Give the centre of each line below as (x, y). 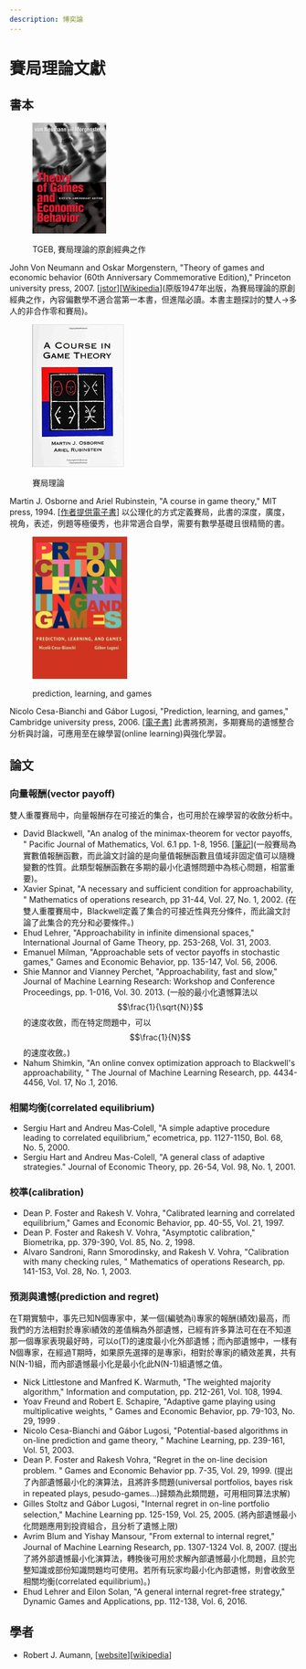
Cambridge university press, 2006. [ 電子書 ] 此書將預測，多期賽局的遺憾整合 (152, 723)
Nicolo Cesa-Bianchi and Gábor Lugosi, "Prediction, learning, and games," (149, 712)
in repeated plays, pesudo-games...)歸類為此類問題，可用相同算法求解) (156, 1494)
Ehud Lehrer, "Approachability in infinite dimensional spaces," (138, 933)
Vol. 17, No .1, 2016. (83, 1083)
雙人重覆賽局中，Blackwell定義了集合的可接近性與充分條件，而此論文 (153, 911)
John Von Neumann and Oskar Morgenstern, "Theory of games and (137, 268)
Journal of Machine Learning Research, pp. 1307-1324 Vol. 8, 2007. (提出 (160, 1548)
